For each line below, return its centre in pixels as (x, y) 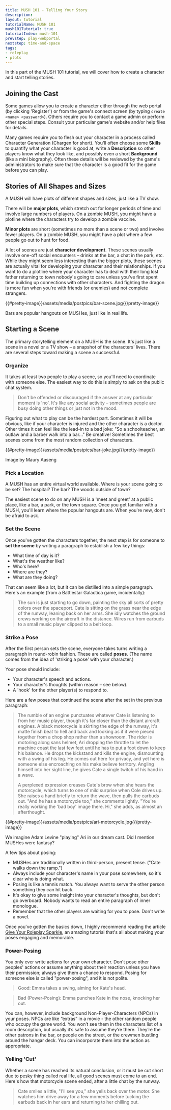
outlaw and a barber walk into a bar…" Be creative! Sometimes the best (80, 434)
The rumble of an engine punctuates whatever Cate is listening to (86, 715)
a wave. (26, 775)
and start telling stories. (30, 78)
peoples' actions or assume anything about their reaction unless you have (83, 967)
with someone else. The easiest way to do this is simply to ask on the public (85, 382)
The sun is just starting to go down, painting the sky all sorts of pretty (91, 602)
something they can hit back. (43, 889)
